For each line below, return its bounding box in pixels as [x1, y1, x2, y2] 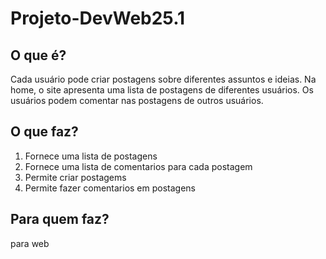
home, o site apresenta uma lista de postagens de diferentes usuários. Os [10, 84, 314, 96]
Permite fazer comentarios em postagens [24, 182, 196, 194]
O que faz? [10, 123, 79, 141]
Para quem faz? [10, 211, 110, 228]
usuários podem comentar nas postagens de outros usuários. [10, 95, 264, 106]
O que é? [10, 47, 67, 64]
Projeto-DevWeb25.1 [10, 7, 186, 30]
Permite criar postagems [24, 171, 127, 183]
